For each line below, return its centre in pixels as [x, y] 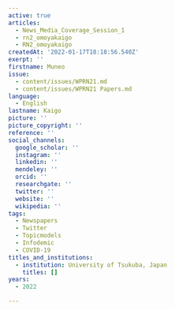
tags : [17, 214]
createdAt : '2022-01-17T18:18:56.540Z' [74, 52]
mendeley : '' [37, 170]
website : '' [35, 199]
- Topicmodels [38, 236]
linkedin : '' [37, 162]
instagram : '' [38, 155]
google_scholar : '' [47, 148]
